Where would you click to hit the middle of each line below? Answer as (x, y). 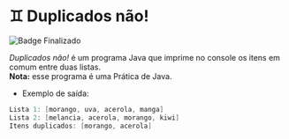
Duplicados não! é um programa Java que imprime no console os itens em (145, 57)
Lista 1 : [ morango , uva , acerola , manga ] (87, 109)
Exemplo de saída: (56, 93)
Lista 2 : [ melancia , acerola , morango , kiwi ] (94, 117)
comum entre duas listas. (55, 67)
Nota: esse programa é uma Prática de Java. (91, 76)
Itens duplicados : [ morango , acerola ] (80, 126)
